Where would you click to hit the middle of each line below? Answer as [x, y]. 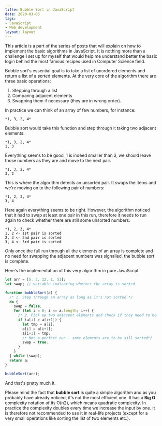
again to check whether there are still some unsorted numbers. [68, 220]
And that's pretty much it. [30, 383]
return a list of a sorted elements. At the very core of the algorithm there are [81, 76]
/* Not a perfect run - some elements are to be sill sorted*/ [87, 338]
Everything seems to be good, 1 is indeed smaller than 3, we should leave [78, 155]
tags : [10, 18]
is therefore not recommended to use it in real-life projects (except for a [76, 413]
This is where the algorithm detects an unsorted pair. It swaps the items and [81, 183]
